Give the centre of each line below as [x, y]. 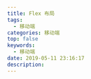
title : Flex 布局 [31, 13]
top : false [23, 39]
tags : [15, 20]
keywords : [21, 45]
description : [26, 65]
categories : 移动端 [33, 33]
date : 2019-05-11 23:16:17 [46, 58]
